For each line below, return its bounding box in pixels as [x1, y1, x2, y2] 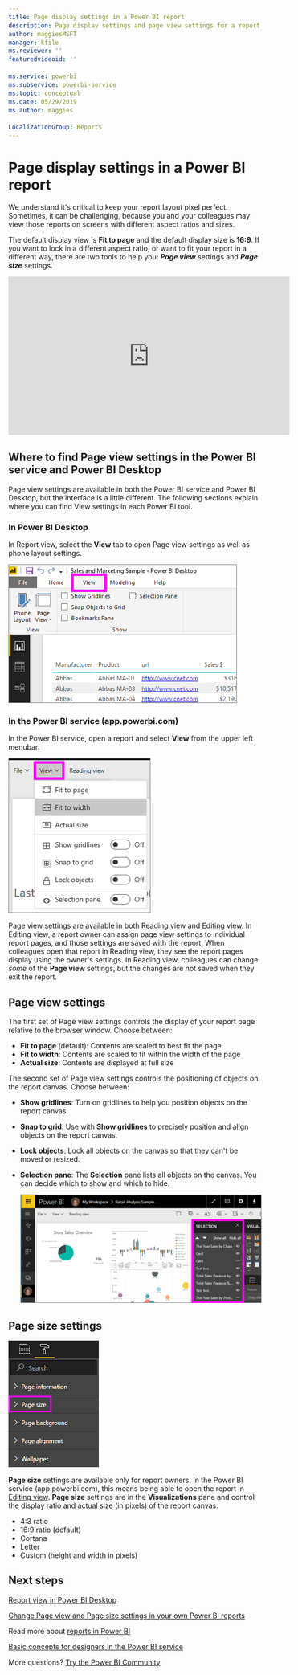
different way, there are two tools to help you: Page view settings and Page [8, 251, 259, 261]
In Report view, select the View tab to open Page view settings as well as [8, 540, 251, 549]
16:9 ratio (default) [19, 1525, 82, 1534]
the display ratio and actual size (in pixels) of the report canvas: [8, 1501, 218, 1510]
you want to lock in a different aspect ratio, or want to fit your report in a [8, 243, 247, 253]
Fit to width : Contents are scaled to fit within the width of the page [19, 1049, 241, 1060]
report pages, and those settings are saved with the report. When [8, 938, 225, 948]
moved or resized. [19, 1154, 80, 1164]
